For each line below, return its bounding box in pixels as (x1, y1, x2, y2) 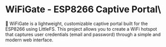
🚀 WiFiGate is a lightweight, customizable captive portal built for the (5, 20, 148, 27)
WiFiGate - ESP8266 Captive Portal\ (5, 4, 161, 15)
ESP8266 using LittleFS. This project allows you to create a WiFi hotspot (5, 26, 157, 32)
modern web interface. (5, 37, 54, 43)
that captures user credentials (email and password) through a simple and (5, 31, 161, 37)
